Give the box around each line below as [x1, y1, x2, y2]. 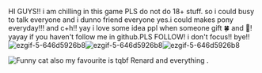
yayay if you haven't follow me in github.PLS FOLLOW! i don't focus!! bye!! [8, 32, 251, 42]
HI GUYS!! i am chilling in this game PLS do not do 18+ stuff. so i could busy [8, 7, 255, 16]
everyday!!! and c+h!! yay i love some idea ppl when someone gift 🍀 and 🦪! [8, 24, 253, 32]
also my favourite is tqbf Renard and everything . [50, 56, 209, 65]
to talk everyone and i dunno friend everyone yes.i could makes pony [8, 15, 234, 24]
